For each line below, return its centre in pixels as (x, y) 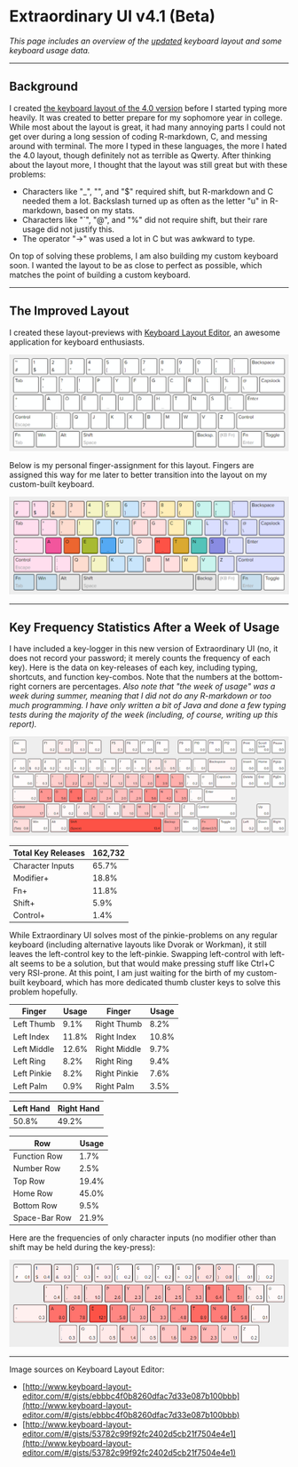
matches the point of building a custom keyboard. (100, 275)
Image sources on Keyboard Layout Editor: (87, 1369)
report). (23, 724)
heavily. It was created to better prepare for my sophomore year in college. (146, 117)
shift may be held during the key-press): (82, 1247)
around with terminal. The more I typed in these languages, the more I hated (148, 146)
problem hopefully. (43, 992)
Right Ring (114, 1061)
